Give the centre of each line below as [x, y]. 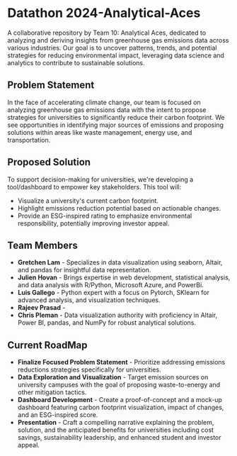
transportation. [29, 140]
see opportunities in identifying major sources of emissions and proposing [116, 125]
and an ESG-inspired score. [58, 415]
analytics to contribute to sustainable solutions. [76, 62]
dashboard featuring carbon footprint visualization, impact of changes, [121, 407]
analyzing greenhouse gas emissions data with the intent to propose [107, 110]
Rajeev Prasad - [41, 308]
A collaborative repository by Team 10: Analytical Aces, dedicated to [107, 33]
